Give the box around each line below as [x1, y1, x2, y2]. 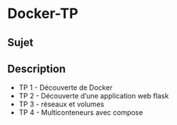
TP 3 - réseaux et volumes [18, 99, 105, 109]
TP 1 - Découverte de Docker [18, 83, 113, 92]
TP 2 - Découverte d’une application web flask [18, 91, 169, 101]
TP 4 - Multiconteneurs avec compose [18, 108, 143, 117]
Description [7, 62, 66, 75]
